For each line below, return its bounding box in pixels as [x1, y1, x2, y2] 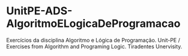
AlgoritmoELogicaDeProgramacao [6, 17, 181, 30]
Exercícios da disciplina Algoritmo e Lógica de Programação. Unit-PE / [6, 36, 180, 43]
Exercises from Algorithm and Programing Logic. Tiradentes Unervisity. [6, 43, 183, 50]
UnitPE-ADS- [6, 4, 73, 18]
